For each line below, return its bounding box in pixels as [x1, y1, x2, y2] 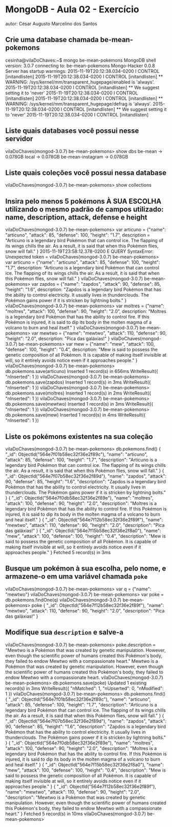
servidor [5, 134, 33, 143]
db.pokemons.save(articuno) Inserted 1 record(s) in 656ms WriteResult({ [5, 368, 159, 375]
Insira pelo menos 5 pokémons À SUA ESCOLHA [5, 196, 162, 206]
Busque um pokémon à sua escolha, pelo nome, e [5, 564, 166, 573]
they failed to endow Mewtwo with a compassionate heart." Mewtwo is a [5, 658, 159, 664]
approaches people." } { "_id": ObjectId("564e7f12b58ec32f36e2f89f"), [5, 783, 156, 790]
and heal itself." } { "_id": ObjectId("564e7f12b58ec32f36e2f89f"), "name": [5, 517, 163, 523]
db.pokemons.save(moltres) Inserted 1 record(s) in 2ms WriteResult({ [5, 390, 152, 396]
